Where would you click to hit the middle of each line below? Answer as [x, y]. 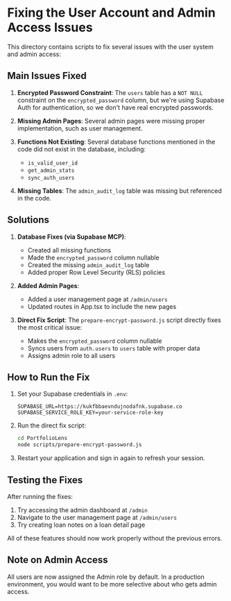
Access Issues [50, 27]
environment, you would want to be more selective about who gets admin [112, 584]
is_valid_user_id [53, 163]
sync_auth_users [51, 178]
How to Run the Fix [49, 377]
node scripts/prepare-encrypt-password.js [79, 445]
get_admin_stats [51, 170]
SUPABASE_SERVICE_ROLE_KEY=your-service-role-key [91, 413]
